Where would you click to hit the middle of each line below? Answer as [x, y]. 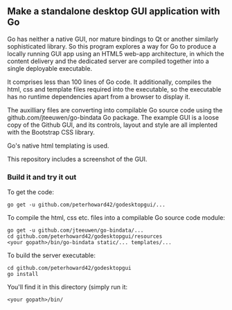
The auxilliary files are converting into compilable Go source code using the [115, 110]
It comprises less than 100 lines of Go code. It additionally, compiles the [109, 82]
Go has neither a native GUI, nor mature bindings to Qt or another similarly [113, 39]
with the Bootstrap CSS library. [51, 132]
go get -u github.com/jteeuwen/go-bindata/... [75, 231]
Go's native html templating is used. [58, 146]
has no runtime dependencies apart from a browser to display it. [99, 96]
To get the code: [30, 192]
